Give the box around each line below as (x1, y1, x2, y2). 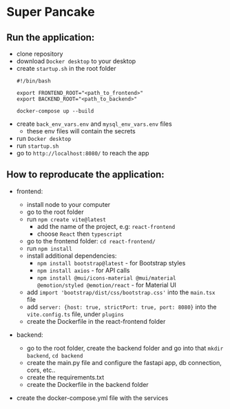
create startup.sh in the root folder (16, 65, 116, 72)
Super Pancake (6, 4, 95, 20)
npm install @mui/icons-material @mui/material (36, 274, 176, 282)
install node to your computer (26, 200, 111, 208)
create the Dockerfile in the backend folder (26, 380, 149, 388)
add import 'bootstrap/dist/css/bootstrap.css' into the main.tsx (26, 288, 216, 296)
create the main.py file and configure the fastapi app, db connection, (26, 358, 222, 366)
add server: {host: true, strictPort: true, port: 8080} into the (26, 302, 217, 311)
